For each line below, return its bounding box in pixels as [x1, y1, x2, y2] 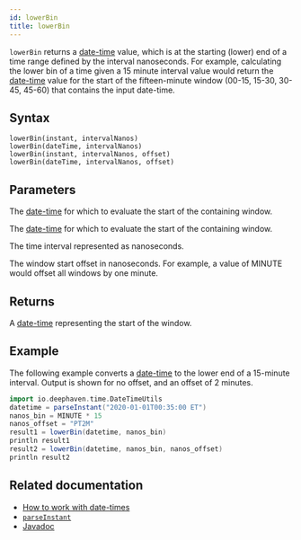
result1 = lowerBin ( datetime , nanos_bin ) [9, 428, 167, 437]
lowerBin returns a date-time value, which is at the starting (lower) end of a [9, 46, 288, 57]
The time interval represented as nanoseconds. [9, 241, 184, 252]
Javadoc [22, 520, 56, 531]
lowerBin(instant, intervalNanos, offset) [9, 150, 171, 159]
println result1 [9, 437, 70, 446]
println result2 [9, 453, 70, 462]
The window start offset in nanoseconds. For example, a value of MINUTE [9, 258, 283, 270]
